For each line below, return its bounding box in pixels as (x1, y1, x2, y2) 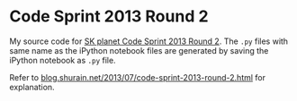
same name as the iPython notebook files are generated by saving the (9, 45, 269, 55)
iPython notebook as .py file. (9, 55, 116, 65)
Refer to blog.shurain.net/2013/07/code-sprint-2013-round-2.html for (9, 72, 265, 82)
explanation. (9, 81, 56, 92)
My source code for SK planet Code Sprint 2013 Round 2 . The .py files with (9, 36, 289, 46)
